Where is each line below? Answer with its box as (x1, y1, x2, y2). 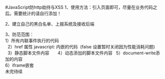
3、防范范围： (5, 32, 34, 37)
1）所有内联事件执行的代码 (5, 38, 59, 43)
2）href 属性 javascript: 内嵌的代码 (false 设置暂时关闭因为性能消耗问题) (7, 44, 155, 49)
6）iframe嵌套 (5, 62, 34, 68)
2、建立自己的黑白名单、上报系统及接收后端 (5, 21, 95, 27)
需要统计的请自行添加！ (13, 10, 62, 16)
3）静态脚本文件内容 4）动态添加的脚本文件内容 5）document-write (7, 50, 156, 56)
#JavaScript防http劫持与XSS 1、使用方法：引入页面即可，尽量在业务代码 (5, 4, 153, 10)
